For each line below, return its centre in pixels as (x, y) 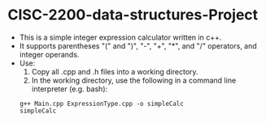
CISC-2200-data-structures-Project (133, 15)
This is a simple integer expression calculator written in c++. (120, 37)
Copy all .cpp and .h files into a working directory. (115, 71)
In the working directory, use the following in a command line (134, 80)
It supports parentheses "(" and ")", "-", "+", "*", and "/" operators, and (138, 45)
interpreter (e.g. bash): (70, 89)
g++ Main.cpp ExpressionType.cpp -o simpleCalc (101, 104)
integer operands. (49, 54)
